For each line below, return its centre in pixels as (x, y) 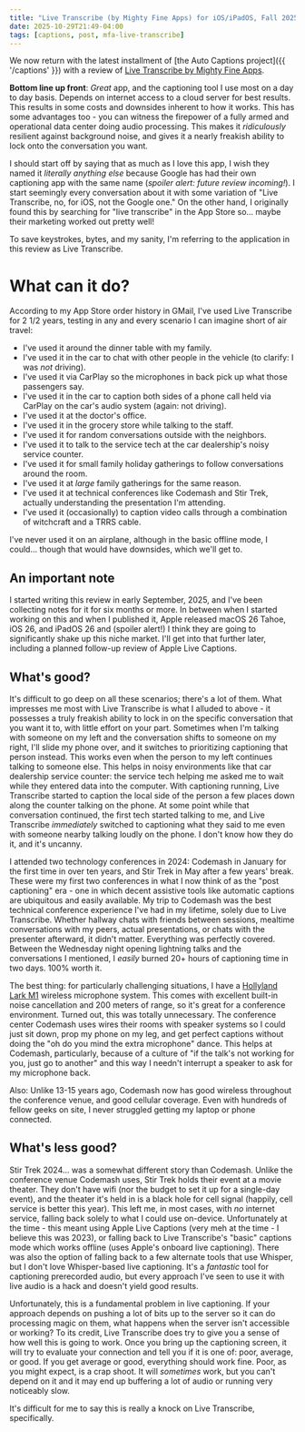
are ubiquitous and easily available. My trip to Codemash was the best (141, 900)
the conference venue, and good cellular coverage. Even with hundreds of (148, 1100)
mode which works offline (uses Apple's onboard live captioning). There (144, 1247)
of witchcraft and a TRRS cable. (82, 522)
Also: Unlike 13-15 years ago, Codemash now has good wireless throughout (151, 1090)
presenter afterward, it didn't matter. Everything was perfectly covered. (143, 939)
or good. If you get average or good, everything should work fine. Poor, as (148, 1361)
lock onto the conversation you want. (79, 146)
